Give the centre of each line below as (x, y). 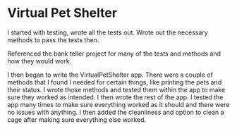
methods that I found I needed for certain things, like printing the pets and (115, 82)
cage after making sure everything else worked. (77, 119)
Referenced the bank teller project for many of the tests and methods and (114, 54)
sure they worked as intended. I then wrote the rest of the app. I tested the (115, 97)
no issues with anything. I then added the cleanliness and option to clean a (116, 112)
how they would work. (39, 61)
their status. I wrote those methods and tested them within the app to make (116, 89)
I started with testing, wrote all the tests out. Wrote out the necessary (108, 32)
